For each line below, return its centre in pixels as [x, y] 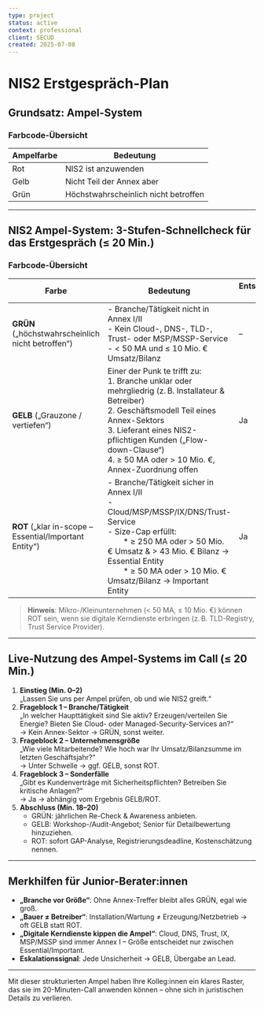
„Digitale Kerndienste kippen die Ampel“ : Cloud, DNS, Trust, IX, [125, 933]
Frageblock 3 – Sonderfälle [64, 773]
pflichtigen [127, 440]
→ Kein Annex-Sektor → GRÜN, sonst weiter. [92, 732]
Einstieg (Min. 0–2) [51, 690]
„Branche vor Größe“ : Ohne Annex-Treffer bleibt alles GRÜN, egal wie [133, 900]
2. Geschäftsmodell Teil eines [161, 410]
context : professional [45, 30]
